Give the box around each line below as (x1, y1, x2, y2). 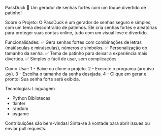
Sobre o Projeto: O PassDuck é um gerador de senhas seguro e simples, (5, 20, 152, 25)
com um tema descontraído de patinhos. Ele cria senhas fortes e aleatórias (5, 25, 157, 30)
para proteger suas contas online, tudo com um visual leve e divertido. (5, 30, 148, 35)
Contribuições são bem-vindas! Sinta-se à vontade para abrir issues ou (5, 120, 150, 126)
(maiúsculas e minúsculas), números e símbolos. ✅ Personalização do (5, 45, 148, 51)
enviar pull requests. (5, 126, 47, 131)
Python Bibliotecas (12, 95, 51, 101)
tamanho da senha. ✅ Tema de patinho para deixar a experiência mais (5, 51, 148, 56)
